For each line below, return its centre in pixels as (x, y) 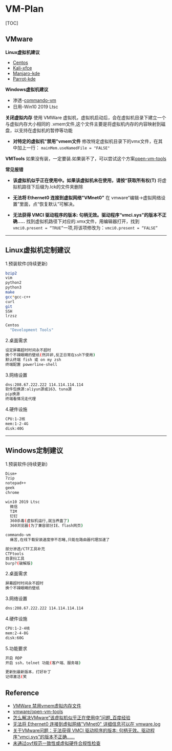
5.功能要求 (16, 648)
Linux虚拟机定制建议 (38, 250)
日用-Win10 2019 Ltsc (35, 107)
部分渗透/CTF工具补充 (25, 549)
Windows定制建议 (34, 451)
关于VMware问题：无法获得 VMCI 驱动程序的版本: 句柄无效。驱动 (81, 730)
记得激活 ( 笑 (16, 677)
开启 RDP (14, 658)
